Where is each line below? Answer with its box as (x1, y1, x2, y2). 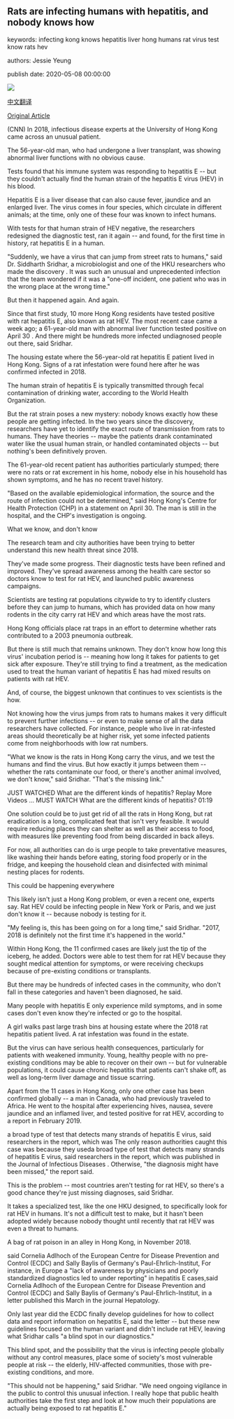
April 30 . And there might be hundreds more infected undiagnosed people (7, 331, 222, 340)
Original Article (7, 111, 50, 120)
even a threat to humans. (7, 1224, 79, 1233)
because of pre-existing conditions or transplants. (7, 966, 152, 975)
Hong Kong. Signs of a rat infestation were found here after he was (7, 360, 200, 369)
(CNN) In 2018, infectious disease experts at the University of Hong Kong (7, 125, 218, 133)
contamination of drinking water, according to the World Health (7, 388, 189, 397)
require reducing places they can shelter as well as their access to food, (7, 824, 214, 832)
